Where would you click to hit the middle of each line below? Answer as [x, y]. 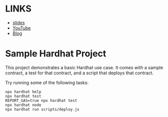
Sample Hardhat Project [56, 54]
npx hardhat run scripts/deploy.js [42, 109]
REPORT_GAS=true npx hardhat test [41, 100]
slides [19, 23]
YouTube [22, 28]
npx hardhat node [23, 105]
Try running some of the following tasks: [47, 82]
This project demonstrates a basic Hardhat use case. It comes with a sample [84, 67]
